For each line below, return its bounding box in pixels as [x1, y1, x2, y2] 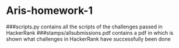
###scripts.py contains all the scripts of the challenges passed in [6, 23, 163, 30]
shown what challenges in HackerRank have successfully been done [6, 35, 171, 42]
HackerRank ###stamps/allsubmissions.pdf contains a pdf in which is [6, 29, 174, 36]
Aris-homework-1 [6, 4, 93, 17]
